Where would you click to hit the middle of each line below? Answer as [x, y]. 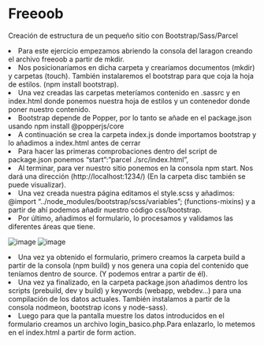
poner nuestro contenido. [49, 109]
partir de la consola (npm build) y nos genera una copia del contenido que [128, 265]
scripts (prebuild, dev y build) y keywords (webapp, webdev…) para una [125, 290]
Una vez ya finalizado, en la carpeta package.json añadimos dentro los [133, 282]
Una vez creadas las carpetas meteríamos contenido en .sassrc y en [129, 92]
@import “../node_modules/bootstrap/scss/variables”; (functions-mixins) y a [132, 201]
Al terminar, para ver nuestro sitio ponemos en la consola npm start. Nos [136, 168]
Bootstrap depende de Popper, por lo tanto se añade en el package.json [135, 117]
